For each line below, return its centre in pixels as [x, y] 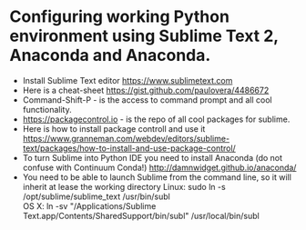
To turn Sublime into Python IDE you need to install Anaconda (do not [153, 157]
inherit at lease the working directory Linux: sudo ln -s [124, 186]
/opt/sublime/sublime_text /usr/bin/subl [96, 196]
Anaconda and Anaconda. [110, 55]
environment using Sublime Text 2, [144, 36]
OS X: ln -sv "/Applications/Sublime [89, 205]
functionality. [47, 109]
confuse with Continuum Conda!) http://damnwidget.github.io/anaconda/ [159, 167]
